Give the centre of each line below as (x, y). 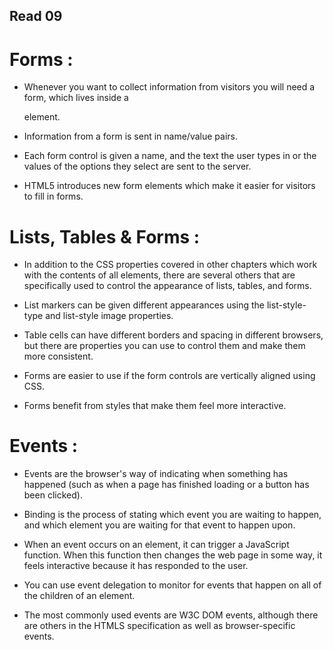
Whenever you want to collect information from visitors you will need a (169, 87)
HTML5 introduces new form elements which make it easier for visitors (169, 186)
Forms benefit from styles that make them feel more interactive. (155, 406)
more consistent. (58, 356)
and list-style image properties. (109, 316)
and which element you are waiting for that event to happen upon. (159, 525)
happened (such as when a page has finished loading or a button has (166, 485)
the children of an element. (79, 596)
